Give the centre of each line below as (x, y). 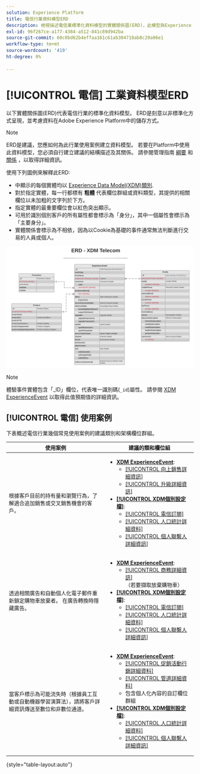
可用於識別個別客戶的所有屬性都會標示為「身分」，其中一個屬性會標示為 (102, 215)
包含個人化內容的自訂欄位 (156, 693)
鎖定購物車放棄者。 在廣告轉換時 (54, 600)
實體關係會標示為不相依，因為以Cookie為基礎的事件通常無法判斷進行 (99, 230)
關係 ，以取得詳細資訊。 (36, 160)
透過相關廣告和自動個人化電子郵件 (50, 593)
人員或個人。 (41, 237)
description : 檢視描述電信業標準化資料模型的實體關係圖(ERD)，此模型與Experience (99, 25)
